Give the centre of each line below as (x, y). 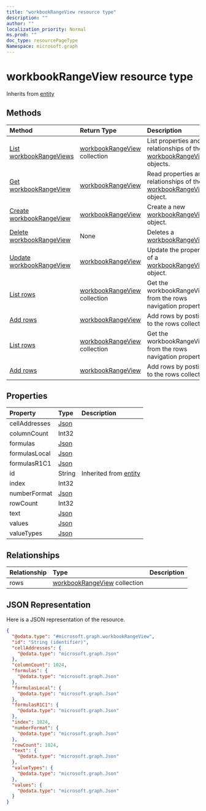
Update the (163, 249)
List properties (168, 141)
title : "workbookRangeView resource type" (61, 12)
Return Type (98, 130)
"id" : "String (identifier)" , (50, 642)
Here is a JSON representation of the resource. (66, 620)
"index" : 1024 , (31, 723)
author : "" (20, 23)
